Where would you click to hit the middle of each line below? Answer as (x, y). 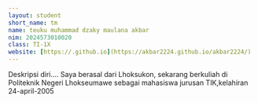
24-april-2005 (31, 91)
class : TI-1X (29, 45)
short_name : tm (33, 23)
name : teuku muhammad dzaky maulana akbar (79, 30)
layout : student (35, 15)
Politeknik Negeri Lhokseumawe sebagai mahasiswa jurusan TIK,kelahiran (128, 83)
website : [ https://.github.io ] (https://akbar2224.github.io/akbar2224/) (130, 52)
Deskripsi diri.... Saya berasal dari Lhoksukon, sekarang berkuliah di (118, 74)
